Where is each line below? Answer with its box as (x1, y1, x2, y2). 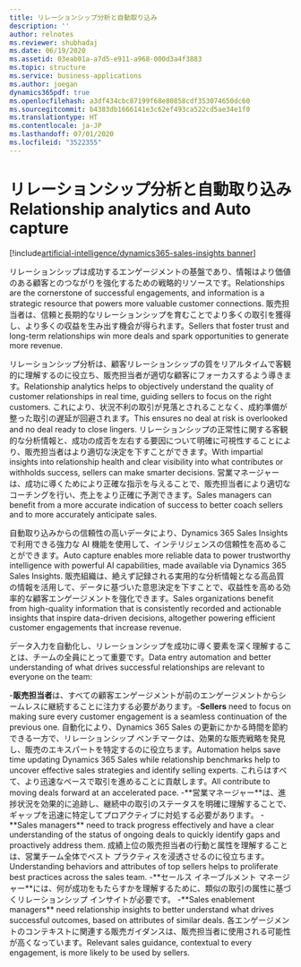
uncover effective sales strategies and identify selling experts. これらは (9, 765, 272, 775)
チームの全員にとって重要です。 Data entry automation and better (32, 651, 271, 663)
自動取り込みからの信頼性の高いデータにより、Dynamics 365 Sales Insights (9, 527, 288, 538)
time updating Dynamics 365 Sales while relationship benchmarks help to (9, 754, 280, 765)
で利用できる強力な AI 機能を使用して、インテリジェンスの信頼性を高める (9, 538, 279, 549)
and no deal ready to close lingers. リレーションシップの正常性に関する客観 (9, 424, 288, 434)
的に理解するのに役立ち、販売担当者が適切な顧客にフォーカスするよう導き (9, 369, 284, 381)
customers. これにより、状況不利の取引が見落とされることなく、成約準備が (9, 401, 288, 412)
